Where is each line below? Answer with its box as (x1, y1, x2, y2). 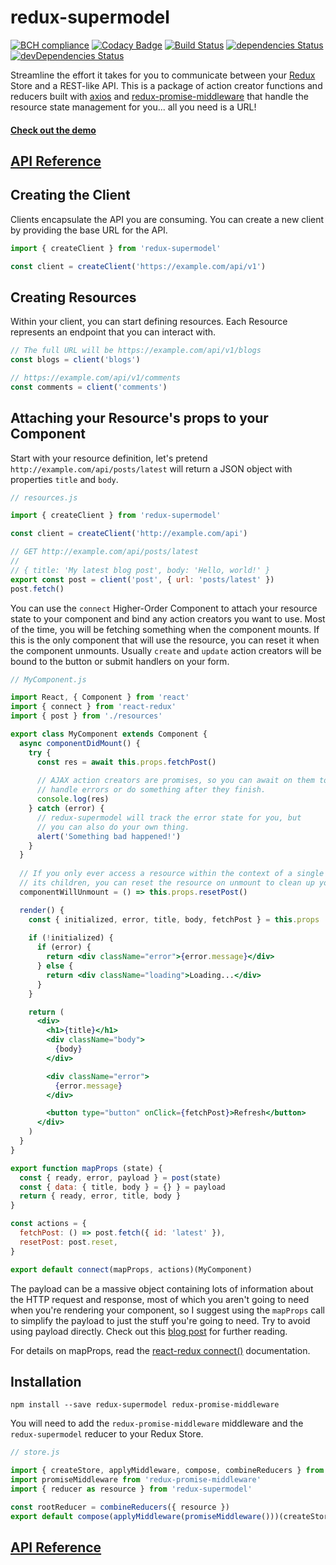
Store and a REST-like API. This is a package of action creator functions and (10, 79, 323, 91)
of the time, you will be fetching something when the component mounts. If (10, 623, 320, 635)
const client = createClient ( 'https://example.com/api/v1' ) (10, 261, 267, 271)
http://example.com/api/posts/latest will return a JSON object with (10, 462, 293, 475)
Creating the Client (10, 187, 131, 204)
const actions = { (10, 1219, 87, 1229)
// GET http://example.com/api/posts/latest (10, 547, 199, 557)
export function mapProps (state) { (10, 1163, 163, 1173)
